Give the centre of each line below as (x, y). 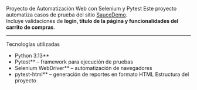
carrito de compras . (31, 27)
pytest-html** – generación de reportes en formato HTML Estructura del (102, 74)
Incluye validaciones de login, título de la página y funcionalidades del (92, 21)
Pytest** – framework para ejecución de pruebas (74, 62)
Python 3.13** (32, 56)
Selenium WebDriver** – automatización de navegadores (83, 68)
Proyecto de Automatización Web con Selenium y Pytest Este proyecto (91, 9)
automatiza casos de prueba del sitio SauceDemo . (67, 15)
